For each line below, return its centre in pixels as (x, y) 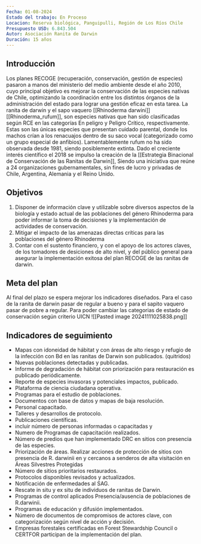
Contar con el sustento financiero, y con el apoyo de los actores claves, (103, 245)
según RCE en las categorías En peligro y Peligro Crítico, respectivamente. (98, 123)
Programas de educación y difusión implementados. (79, 509)
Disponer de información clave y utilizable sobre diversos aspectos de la (104, 207)
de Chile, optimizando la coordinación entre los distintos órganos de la (93, 97)
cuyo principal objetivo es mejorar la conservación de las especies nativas (98, 91)
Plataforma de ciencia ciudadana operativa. (68, 388)
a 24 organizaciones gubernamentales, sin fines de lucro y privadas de (94, 167)
